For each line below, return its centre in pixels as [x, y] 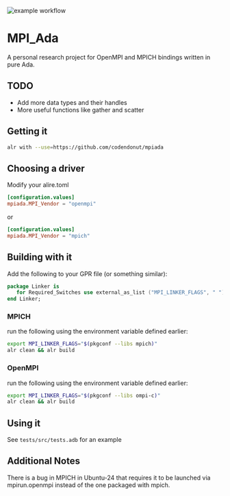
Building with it [40, 257]
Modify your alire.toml [38, 185]
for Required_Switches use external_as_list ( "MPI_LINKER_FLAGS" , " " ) [120, 293]
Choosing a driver [46, 168]
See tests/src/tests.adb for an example [64, 440]
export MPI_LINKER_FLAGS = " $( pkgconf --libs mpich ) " [82, 344]
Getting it [27, 131]
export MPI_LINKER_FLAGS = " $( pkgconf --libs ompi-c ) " [84, 395]
